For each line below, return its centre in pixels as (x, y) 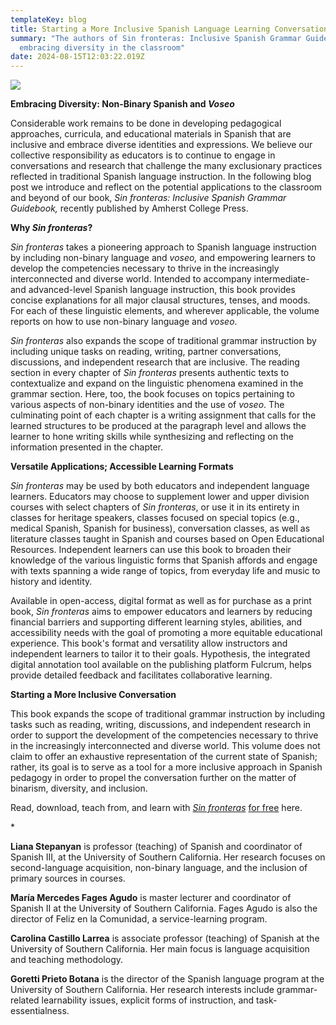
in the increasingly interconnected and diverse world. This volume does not (165, 746)
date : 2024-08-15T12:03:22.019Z (77, 57)
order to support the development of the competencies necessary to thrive (164, 735)
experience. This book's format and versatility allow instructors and (149, 643)
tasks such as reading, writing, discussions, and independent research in (161, 725)
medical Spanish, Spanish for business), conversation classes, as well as (160, 528)
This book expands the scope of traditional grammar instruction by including (167, 714)
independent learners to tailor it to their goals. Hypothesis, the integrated (160, 654)
